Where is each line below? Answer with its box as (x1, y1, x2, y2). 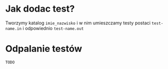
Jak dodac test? (5, 3, 75, 15)
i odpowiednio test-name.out (23, 25, 84, 31)
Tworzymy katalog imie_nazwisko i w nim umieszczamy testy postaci (5, 20, 151, 26)
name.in (5, 26, 22, 31)
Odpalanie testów (5, 43, 82, 55)
